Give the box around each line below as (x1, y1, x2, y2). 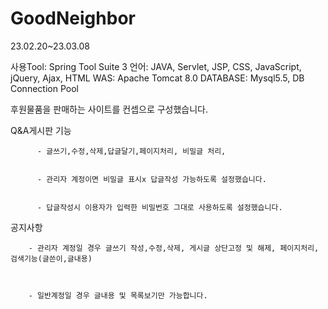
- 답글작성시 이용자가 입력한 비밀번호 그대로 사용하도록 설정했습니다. (36, 202, 283, 212)
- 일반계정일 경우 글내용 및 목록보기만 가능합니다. (28, 290, 208, 301)
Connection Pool (10, 82, 79, 94)
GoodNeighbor (10, 7, 136, 30)
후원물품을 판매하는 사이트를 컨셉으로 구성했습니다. (10, 103, 209, 115)
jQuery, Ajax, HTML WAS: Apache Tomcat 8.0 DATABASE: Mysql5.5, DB (10, 72, 305, 84)
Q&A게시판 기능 (10, 124, 72, 136)
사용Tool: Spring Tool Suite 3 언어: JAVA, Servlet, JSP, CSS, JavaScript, (10, 60, 302, 72)
